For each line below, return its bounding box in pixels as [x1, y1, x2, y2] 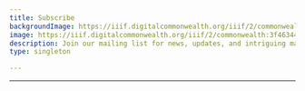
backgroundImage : [9, 22, 75, 31]
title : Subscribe [9, 13, 75, 23]
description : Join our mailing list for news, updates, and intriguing [9, 38, 286, 48]
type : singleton [9, 47, 71, 56]
